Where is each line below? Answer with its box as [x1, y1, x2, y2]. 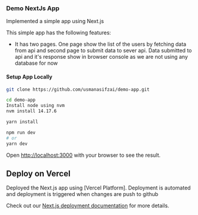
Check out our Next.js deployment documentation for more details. [6, 202, 170, 209]
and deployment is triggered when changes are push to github [6, 191, 159, 198]
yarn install [6, 119, 39, 125]
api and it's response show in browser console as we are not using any [14, 53, 189, 61]
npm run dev [6, 129, 36, 135]
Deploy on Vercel [6, 168, 71, 179]
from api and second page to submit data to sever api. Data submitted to [14, 47, 192, 54]
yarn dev [6, 141, 28, 147]
